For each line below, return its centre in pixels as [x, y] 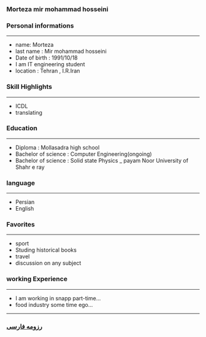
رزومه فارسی [25, 326]
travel [22, 257]
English [25, 209]
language [21, 183]
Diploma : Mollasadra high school [57, 147]
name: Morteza [34, 45]
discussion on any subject [48, 263]
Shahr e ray [30, 167]
